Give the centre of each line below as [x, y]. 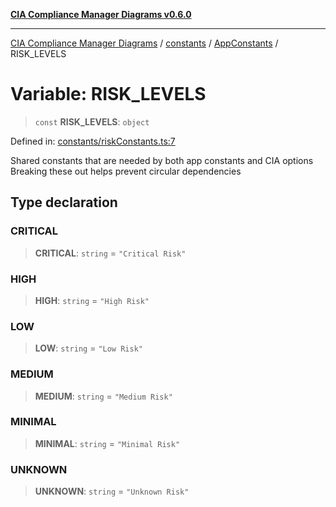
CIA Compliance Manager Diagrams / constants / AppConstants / [144, 43]
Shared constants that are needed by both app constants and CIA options [162, 160]
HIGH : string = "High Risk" [92, 300]
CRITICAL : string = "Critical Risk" [110, 253]
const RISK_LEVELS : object [92, 121]
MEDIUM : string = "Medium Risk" [103, 396]
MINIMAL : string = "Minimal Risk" [107, 443]
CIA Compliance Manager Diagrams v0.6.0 [101, 14]
